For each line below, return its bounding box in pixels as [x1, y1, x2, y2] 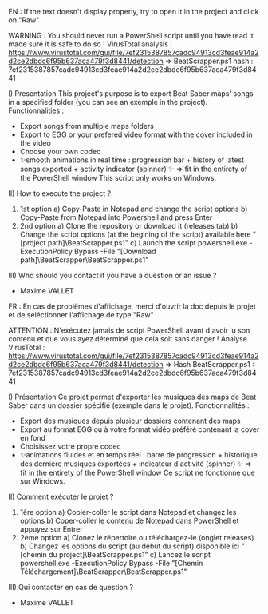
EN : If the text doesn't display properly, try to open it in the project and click [8, 7, 259, 16]
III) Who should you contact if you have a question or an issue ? [8, 271, 217, 280]
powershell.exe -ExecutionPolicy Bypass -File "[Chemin [19, 559, 203, 568]
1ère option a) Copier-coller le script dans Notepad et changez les [19, 508, 237, 516]
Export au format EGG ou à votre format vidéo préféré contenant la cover [19, 425, 260, 434]
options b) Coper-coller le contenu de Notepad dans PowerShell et [19, 516, 239, 525]
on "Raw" [8, 15, 40, 25]
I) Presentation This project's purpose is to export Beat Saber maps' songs [8, 89, 254, 98]
